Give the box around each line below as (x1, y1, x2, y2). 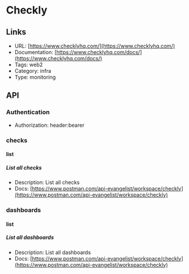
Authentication (6, 108, 50, 116)
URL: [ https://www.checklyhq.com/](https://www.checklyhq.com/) (14, 42, 176, 49)
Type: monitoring (14, 74, 56, 80)
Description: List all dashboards (14, 249, 91, 256)
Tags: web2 (14, 61, 43, 68)
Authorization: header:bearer (14, 121, 85, 128)
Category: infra (14, 67, 51, 74)
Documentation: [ (14, 49, 57, 56)
